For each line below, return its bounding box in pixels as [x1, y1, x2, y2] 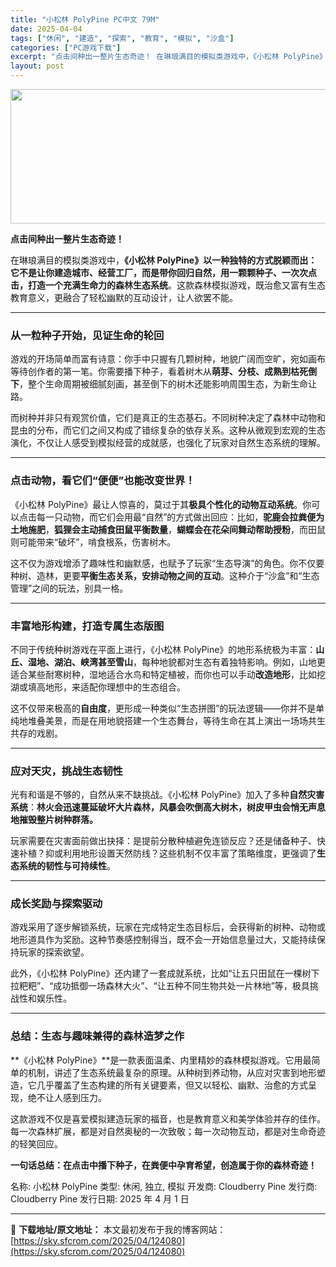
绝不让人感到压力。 [27, 1091, 107, 1103]
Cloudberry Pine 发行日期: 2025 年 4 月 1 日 [10, 1192, 190, 1205]
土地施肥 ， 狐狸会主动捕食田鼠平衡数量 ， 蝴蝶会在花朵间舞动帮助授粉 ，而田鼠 [10, 523, 326, 535]
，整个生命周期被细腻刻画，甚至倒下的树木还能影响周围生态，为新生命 [19, 378, 308, 390]
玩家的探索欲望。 [18, 946, 90, 958]
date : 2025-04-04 [10, 24, 83, 34]
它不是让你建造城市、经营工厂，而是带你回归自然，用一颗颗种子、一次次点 [10, 267, 317, 278]
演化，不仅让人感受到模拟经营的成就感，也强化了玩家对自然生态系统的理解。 [10, 437, 326, 449]
